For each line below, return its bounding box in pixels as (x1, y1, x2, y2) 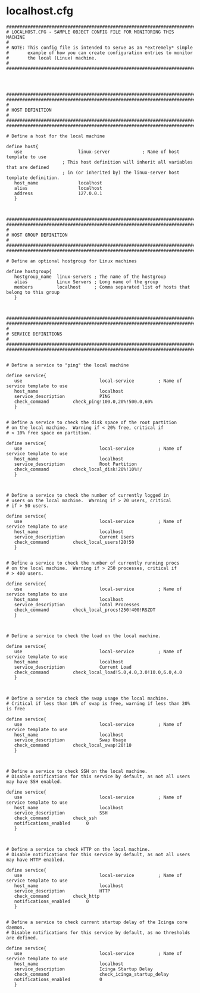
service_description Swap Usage (14, 737, 127, 743)
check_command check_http (14, 893, 100, 899)
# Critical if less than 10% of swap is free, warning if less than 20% (6, 700, 190, 706)
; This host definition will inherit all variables (62, 159, 193, 165)
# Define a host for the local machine (6, 133, 105, 139)
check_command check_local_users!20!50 (14, 539, 135, 545)
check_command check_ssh (14, 815, 97, 821)
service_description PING (14, 393, 111, 399)
